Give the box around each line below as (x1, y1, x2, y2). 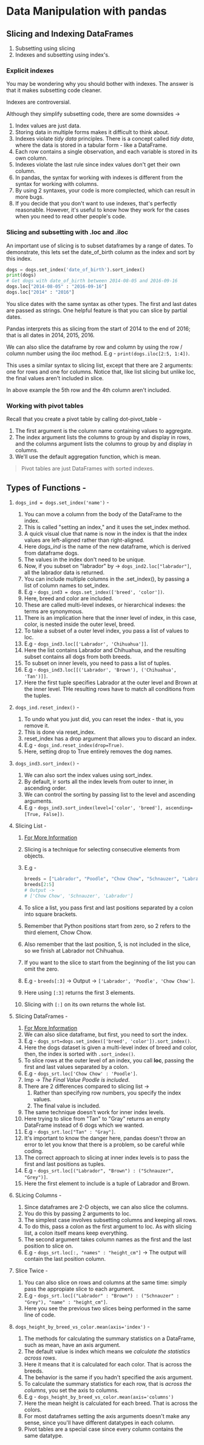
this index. (6, 255, 32, 262)
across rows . (24, 1354, 57, 1362)
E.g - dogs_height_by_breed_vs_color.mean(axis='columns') (24, 1393, 174, 1400)
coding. (24, 1147, 44, 1154)
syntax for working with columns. (15, 180, 99, 188)
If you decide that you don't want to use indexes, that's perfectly (15, 200, 177, 207)
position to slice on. (24, 1242, 73, 1249)
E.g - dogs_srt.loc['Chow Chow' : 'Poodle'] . (24, 1070, 138, 1077)
